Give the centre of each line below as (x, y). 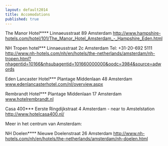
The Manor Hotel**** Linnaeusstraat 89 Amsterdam (58, 33)
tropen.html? (18, 59)
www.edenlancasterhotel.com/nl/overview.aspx (54, 84)
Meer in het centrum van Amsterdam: (44, 124)
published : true (22, 19)
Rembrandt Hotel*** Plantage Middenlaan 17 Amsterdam (63, 94)
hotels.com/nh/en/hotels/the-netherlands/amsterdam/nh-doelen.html (77, 139)
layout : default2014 (27, 10)
